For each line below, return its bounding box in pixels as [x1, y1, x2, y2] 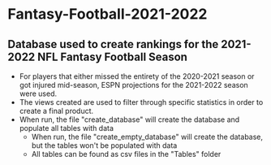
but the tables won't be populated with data [31, 141, 178, 150]
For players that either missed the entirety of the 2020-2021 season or [19, 72, 255, 81]
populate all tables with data [19, 124, 114, 132]
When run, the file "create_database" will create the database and [19, 115, 240, 124]
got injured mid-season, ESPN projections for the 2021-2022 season [19, 80, 248, 89]
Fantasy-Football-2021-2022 [7, 5, 208, 24]
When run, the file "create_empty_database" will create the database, [31, 132, 264, 141]
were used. [19, 89, 58, 98]
